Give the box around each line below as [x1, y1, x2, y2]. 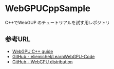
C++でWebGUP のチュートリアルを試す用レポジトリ [5, 19, 111, 25]
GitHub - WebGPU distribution [12, 59, 73, 65]
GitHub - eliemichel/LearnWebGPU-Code [12, 53, 95, 59]
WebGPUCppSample [5, 3, 91, 14]
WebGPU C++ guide [12, 48, 54, 54]
